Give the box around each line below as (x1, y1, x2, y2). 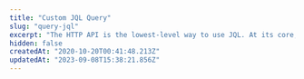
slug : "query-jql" (9, 22, 79, 31)
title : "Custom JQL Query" (9, 13, 112, 23)
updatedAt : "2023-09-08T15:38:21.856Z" (9, 55, 161, 64)
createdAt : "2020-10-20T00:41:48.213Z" (9, 47, 161, 56)
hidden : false (9, 38, 64, 48)
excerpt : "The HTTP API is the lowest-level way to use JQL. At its (9, 30, 274, 39)
